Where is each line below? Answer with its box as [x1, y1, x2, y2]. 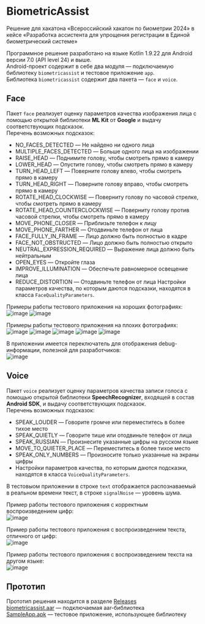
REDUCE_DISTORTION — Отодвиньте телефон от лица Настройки [15, 278, 186, 285]
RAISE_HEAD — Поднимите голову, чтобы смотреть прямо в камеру [15, 154, 195, 161]
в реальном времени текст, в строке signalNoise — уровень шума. [6, 489, 182, 496]
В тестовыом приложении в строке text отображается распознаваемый [6, 482, 196, 490]
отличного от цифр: [6, 532, 57, 539]
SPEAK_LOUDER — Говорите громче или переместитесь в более [15, 418, 185, 426]
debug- [158, 339, 177, 347]
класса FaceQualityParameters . [15, 291, 95, 298]
